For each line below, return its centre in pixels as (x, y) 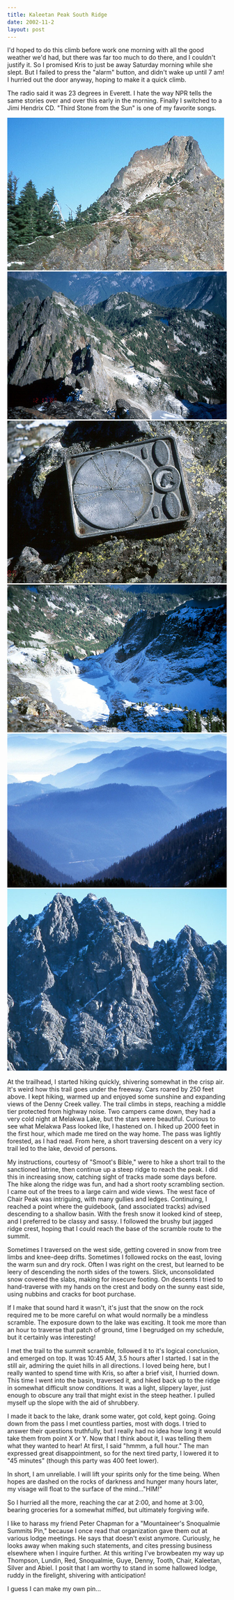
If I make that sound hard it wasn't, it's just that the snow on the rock (106, 1307)
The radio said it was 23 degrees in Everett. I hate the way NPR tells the (110, 93)
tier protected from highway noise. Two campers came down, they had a (111, 1111)
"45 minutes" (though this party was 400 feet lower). (83, 1461)
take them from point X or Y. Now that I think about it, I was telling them (110, 1438)
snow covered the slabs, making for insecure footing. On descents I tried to (115, 1279)
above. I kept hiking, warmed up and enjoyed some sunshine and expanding (116, 1096)
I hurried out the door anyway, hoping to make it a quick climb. (97, 80)
